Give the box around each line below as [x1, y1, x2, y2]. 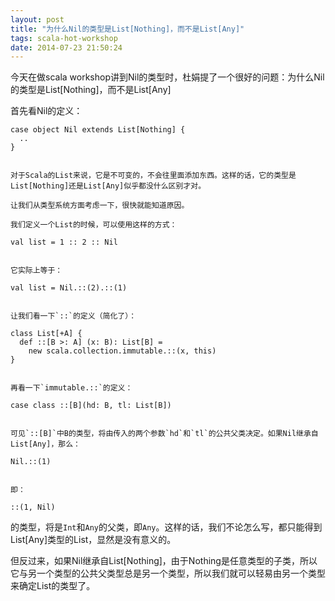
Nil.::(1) [10, 457, 52, 467]
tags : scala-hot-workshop [10, 33, 118, 43]
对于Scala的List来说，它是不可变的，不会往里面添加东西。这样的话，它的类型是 [10, 171, 297, 181]
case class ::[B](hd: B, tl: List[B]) [10, 401, 172, 411]
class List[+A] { [10, 329, 83, 339]
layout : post [10, 14, 65, 25]
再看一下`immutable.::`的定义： [10, 383, 133, 393]
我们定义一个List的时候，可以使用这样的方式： [10, 220, 178, 230]
